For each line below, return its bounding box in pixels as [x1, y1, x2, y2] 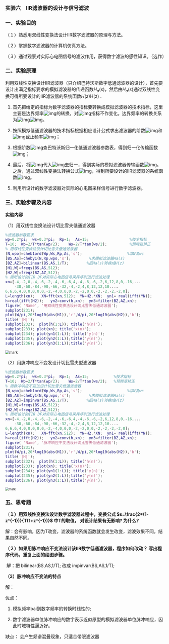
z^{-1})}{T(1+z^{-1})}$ [5, 517, 53, 523]
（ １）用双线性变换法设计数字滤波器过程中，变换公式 [5, 511, 116, 517]
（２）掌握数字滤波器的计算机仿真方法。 [5, 43, 89, 49]
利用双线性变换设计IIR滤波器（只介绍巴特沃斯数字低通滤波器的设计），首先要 [5, 80, 163, 86]
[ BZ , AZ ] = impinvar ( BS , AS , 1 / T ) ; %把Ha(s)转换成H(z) [5, 398, 125, 403]
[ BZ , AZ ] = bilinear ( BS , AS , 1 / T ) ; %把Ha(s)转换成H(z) [5, 260, 125, 266]
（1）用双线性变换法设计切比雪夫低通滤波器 [5, 222, 96, 229]
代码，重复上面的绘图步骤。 [9, 551, 67, 558]
